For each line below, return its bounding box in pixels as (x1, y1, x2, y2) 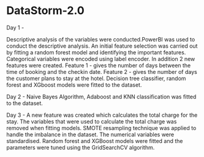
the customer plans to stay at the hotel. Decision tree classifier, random (6, 75, 186, 82)
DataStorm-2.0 (6, 4, 85, 18)
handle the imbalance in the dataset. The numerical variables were (6, 131, 175, 138)
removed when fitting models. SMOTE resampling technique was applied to (6, 124, 197, 131)
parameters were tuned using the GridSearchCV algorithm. (6, 144, 155, 151)
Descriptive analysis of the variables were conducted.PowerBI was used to (6, 35, 195, 43)
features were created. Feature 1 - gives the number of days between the (6, 62, 191, 69)
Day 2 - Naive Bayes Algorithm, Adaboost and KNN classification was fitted (6, 93, 197, 100)
